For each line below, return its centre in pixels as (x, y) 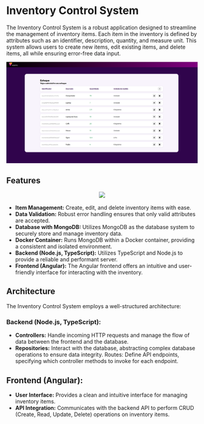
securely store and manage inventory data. (69, 234)
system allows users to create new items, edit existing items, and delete (96, 47)
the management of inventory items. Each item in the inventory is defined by (102, 34)
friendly (25, 272)
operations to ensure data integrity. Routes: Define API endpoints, (97, 355)
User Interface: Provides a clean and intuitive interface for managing (101, 395)
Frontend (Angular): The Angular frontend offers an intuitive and (96, 266)
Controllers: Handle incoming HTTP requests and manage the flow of (102, 335)
